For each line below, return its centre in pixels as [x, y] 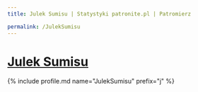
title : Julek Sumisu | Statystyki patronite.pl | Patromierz [99, 14]
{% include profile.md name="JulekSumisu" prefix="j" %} [91, 81]
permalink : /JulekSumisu [44, 27]
